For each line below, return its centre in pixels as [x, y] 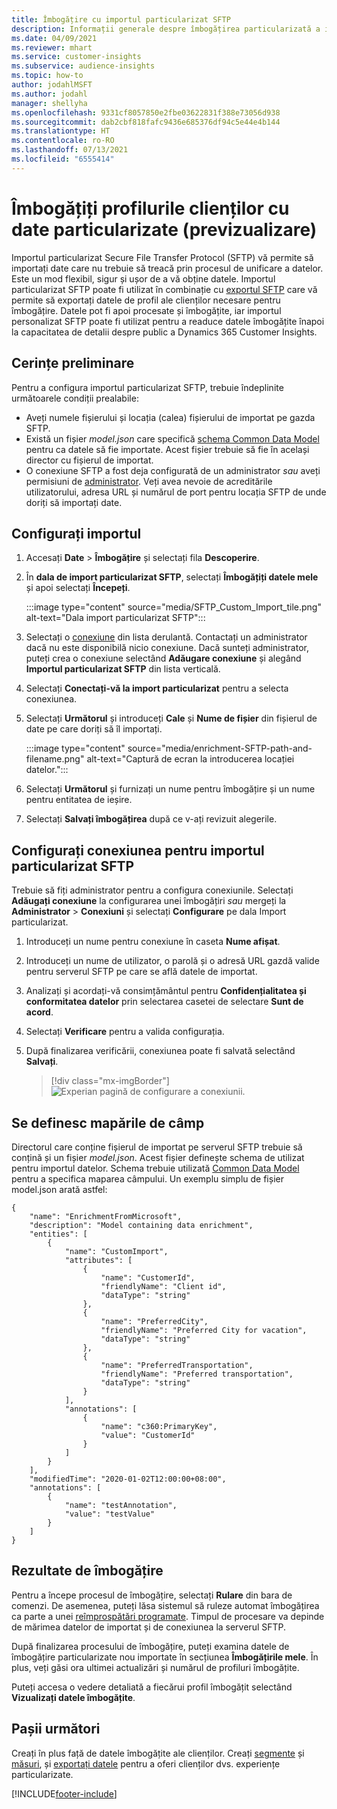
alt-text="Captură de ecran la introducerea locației [190, 759]
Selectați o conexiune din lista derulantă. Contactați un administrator [166, 637]
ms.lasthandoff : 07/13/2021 [70, 150]
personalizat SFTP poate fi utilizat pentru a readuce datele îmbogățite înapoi [168, 321]
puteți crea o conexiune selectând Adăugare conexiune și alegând [163, 658]
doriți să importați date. [74, 502]
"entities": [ [58, 1234]
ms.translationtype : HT [61, 131]
